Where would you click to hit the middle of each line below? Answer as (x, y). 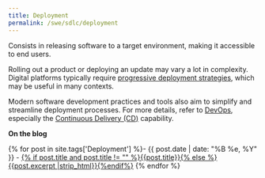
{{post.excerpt (32, 165)
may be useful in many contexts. (61, 86)
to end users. (30, 54)
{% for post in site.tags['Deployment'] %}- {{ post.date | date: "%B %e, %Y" (132, 149)
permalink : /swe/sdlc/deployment (63, 23)
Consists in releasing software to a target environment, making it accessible (132, 45)
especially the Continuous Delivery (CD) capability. (91, 118)
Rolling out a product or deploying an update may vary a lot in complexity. (128, 69)
